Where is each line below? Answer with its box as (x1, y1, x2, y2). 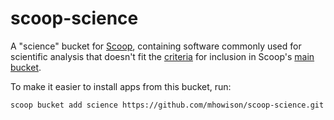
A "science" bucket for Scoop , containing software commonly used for (10, 40, 302, 52)
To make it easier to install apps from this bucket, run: (10, 80, 232, 92)
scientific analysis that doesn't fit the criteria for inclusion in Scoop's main (10, 50, 315, 62)
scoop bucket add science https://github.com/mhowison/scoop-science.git (10, 100, 325, 110)
